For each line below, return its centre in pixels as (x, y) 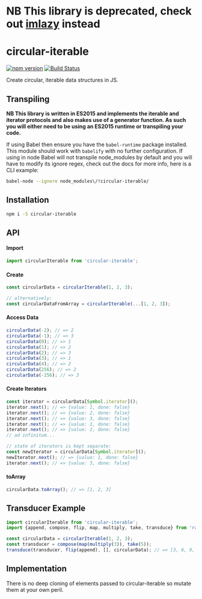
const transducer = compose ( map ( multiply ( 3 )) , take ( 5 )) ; (79, 545)
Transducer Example (46, 508)
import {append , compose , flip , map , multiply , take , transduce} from (96, 528)
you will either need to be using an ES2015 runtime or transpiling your (95, 126)
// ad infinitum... (31, 435)
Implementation (37, 569)
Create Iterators (26, 389)
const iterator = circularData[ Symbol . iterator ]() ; (72, 402)
